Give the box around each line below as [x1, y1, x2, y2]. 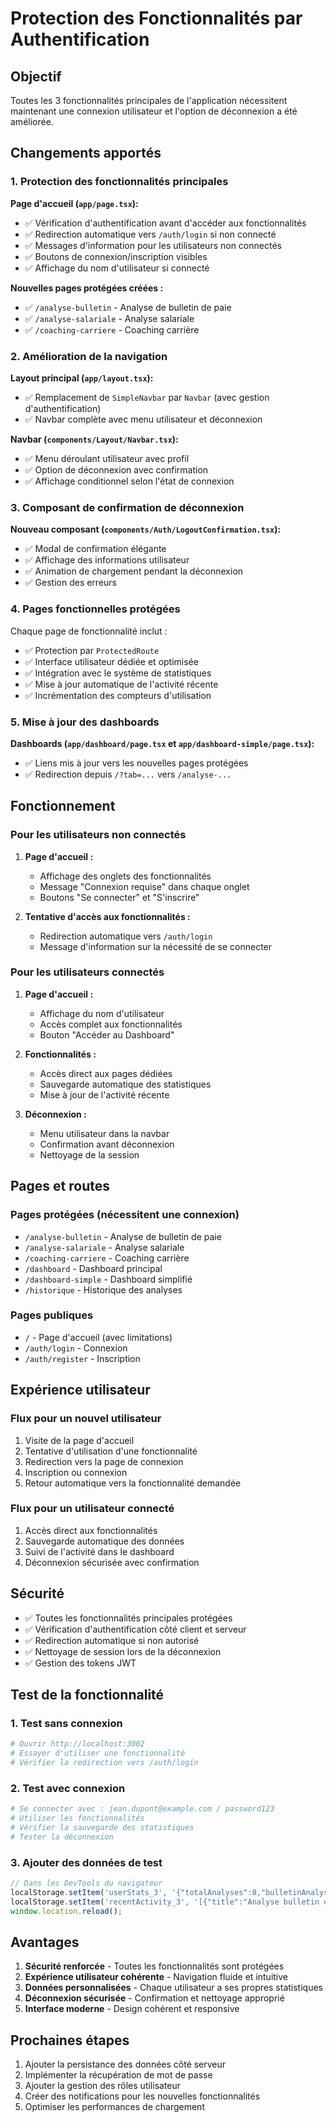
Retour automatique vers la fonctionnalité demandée [24, 1477, 242, 1489]
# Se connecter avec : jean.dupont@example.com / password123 [10, 1804, 275, 1814]
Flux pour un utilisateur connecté [10, 1502, 175, 1516]
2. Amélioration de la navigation [10, 349, 168, 363]
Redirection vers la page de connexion [24, 1455, 184, 1467]
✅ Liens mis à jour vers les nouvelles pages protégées [24, 757, 249, 769]
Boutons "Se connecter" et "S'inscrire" [39, 891, 200, 903]
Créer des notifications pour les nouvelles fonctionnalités [24, 2090, 261, 2102]
